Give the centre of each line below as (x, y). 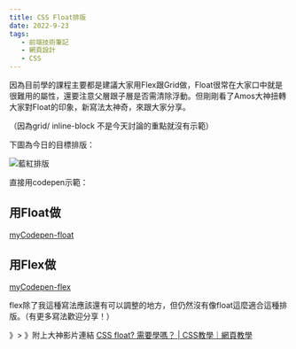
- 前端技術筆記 (45, 42)
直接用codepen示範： (49, 182)
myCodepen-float (42, 235)
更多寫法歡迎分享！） (75, 316)
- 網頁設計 (38, 50)
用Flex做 (33, 265)
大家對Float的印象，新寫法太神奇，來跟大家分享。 (100, 107)
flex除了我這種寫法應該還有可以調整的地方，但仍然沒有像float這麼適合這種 (144, 305)
